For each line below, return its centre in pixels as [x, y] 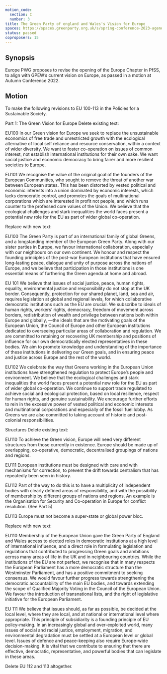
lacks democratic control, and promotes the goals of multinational [73, 196]
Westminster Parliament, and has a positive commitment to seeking [74, 573]
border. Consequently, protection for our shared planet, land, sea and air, [80, 294]
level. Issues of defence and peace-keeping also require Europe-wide [77, 641]
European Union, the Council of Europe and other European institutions [78, 326]
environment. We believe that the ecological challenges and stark [72, 377]
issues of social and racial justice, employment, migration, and [69, 630]
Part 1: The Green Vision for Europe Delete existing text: [62, 123]
